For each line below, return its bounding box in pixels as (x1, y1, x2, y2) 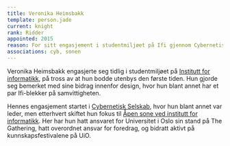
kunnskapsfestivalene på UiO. (7, 131, 91, 139)
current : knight (7, 23, 53, 29)
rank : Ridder (7, 29, 44, 36)
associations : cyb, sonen (7, 49, 81, 56)
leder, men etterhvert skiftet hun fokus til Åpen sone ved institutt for (7, 109, 199, 117)
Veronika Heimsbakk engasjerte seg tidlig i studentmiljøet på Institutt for (7, 66, 210, 75)
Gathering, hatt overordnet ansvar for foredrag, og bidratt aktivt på (7, 124, 195, 132)
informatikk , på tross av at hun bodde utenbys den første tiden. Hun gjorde (7, 74, 218, 82)
